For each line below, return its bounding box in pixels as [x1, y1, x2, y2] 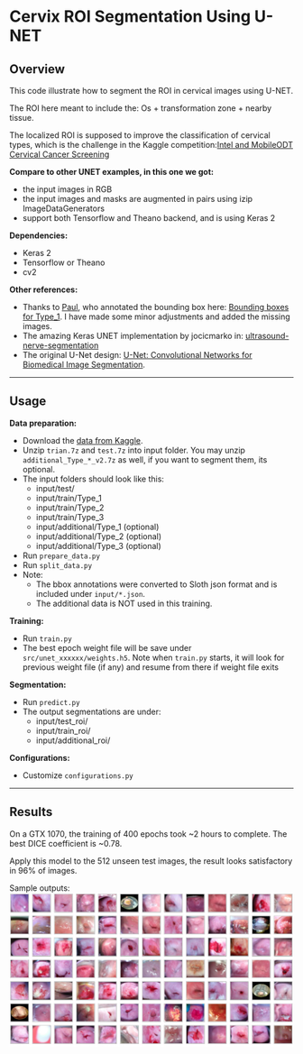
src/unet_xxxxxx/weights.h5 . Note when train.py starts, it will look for [22, 652, 285, 663]
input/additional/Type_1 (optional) [35, 521, 160, 532]
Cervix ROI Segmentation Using [9, 6, 251, 27]
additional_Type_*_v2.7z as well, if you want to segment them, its [22, 454, 268, 465]
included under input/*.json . [35, 588, 146, 599]
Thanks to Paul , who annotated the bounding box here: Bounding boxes [22, 302, 289, 312]
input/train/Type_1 [35, 492, 102, 503]
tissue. [9, 113, 34, 123]
